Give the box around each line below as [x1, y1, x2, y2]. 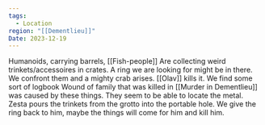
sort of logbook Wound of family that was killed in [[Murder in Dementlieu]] [8, 82, 259, 92]
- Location [15, 19, 53, 27]
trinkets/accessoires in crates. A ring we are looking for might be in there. [8, 65, 253, 75]
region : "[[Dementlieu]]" [8, 27, 95, 35]
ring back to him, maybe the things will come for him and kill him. [8, 108, 225, 118]
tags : [8, 11, 27, 20]
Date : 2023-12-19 [8, 34, 67, 43]
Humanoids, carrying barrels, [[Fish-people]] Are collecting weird [8, 56, 226, 66]
